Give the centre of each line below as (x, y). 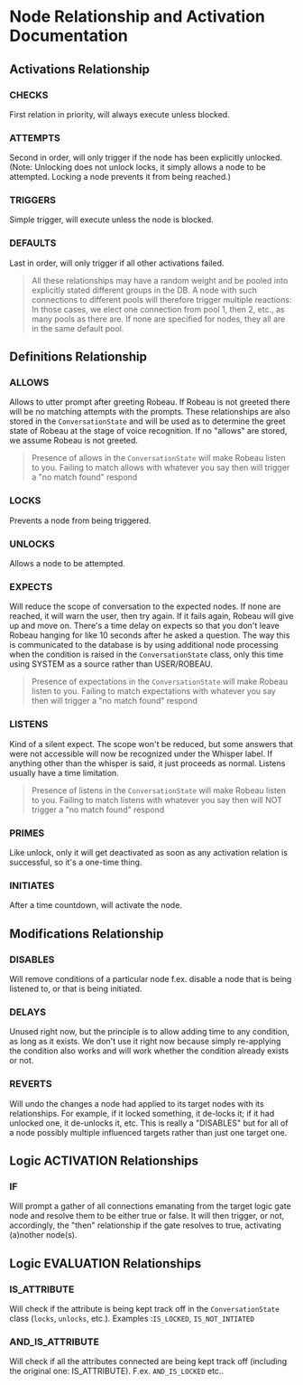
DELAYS (28, 1012)
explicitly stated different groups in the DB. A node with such (144, 290)
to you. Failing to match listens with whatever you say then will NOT (156, 800)
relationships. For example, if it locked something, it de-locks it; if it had (142, 1113)
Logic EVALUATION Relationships (105, 1263)
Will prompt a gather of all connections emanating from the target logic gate (150, 1206)
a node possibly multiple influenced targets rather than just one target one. (148, 1132)
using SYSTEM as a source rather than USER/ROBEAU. (111, 664)
